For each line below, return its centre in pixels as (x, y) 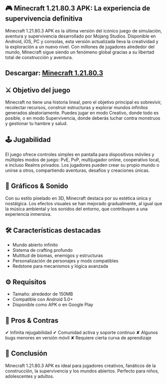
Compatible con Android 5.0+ (43, 299)
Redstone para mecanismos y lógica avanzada (60, 266)
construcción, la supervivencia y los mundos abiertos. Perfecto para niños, (82, 371)
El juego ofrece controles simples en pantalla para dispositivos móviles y (80, 154)
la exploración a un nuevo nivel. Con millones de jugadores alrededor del (80, 47)
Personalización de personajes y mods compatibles (65, 261)
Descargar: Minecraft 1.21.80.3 (54, 73)
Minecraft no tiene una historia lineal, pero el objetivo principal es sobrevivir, (83, 102)
